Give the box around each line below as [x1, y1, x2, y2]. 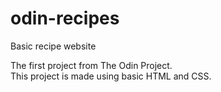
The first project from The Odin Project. [10, 59, 173, 71]
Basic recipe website [10, 40, 97, 52]
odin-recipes [10, 7, 120, 30]
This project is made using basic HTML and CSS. [10, 70, 212, 82]
